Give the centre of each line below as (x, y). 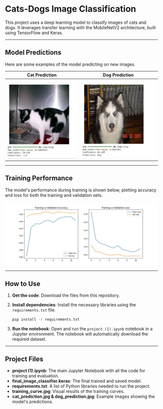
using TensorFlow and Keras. (34, 33)
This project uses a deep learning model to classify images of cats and (76, 22)
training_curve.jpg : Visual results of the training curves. (68, 391)
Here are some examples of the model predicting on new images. (70, 64)
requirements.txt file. (34, 310)
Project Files (24, 359)
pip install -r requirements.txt (46, 320)
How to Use (23, 283)
